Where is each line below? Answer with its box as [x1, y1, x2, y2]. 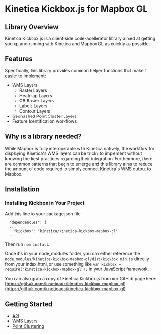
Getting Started [5, 300, 53, 308]
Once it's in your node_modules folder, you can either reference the [5, 251, 140, 257]
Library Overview [5, 23, 59, 31]
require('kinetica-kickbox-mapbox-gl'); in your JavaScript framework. [5, 266, 149, 272]
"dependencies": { [9, 220, 47, 225]
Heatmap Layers [19, 92, 52, 98]
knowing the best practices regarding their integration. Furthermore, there [5, 155, 153, 161]
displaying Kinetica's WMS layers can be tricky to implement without [5, 150, 142, 156]
